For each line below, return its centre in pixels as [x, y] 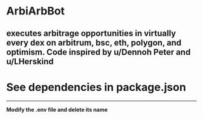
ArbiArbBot [36, 11]
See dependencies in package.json [96, 87]
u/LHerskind [30, 61]
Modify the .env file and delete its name [57, 109]
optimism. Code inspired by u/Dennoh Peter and [98, 52]
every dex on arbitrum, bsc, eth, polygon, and [94, 42]
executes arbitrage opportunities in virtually [91, 33]
